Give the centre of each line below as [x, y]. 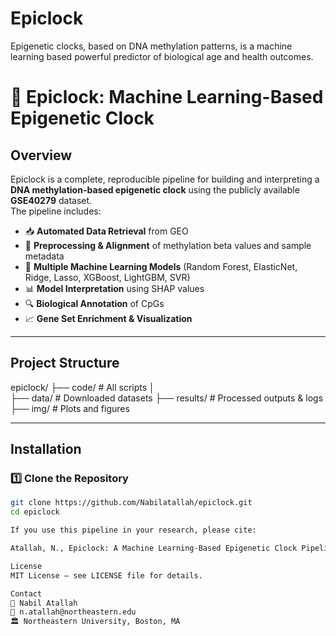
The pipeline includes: [56, 211]
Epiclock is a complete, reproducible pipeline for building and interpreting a [165, 179]
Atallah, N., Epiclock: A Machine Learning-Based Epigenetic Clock [154, 548]
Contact [26, 593]
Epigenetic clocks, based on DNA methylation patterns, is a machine [151, 46]
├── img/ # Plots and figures [70, 408]
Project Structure [65, 363]
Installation [46, 449]
